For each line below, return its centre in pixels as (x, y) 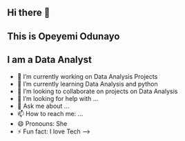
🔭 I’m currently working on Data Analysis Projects (87, 76)
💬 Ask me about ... (43, 106)
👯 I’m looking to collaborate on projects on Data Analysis (97, 91)
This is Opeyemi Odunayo (64, 36)
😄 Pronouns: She (42, 123)
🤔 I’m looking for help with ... (58, 98)
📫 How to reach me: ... (50, 113)
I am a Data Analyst (49, 60)
